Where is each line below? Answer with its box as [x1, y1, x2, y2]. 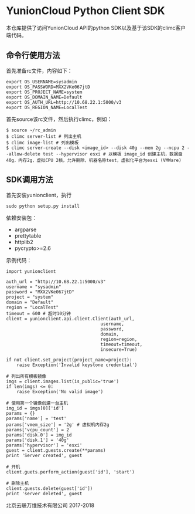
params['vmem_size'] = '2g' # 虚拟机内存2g [6, 421, 110, 428]
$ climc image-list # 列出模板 [6, 140, 79, 146]
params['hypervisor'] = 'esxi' [6, 442, 83, 448]
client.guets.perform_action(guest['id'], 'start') [6, 469, 135, 475]
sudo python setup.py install [6, 203, 80, 209]
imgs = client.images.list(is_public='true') [6, 378, 119, 384]
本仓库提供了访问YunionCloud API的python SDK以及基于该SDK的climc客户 [6, 24, 186, 31]
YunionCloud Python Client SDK [6, 4, 165, 18]
